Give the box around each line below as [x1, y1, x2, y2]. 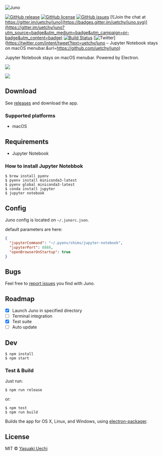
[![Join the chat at [110, 14, 146, 20]
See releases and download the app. [5, 100, 79, 106]
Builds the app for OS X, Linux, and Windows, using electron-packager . [5, 418, 148, 424]
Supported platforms [5, 112, 56, 119]
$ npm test [5, 406, 27, 411]
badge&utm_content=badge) [5, 35, 63, 41]
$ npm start [5, 356, 29, 361]
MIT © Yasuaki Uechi [5, 446, 48, 452]
